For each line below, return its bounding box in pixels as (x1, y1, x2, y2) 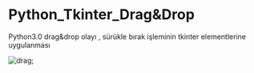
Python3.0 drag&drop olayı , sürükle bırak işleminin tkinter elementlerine (8, 32, 247, 41)
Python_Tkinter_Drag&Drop (8, 6, 195, 24)
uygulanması (8, 40, 50, 49)
